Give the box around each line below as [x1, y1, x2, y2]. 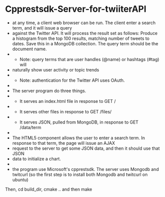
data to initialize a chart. [12, 156, 61, 162]
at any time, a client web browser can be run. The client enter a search [12, 20, 156, 26]
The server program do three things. [12, 88, 86, 94]
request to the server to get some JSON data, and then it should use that [12, 145, 160, 151]
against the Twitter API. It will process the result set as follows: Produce [12, 30, 158, 36]
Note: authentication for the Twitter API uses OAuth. [19, 77, 125, 83]
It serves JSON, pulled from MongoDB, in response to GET [19, 119, 139, 125]
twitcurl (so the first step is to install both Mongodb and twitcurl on [12, 171, 148, 177]
